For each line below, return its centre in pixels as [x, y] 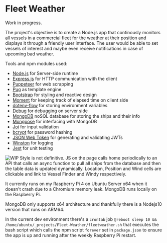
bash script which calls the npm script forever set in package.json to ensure [83, 230]
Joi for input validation [36, 127]
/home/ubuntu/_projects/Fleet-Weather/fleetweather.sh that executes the [82, 224]
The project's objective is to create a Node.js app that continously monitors [83, 32]
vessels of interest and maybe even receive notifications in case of [74, 48]
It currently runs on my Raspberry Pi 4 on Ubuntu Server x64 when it [76, 184]
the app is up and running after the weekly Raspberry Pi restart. [71, 235]
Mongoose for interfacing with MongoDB [55, 121]
